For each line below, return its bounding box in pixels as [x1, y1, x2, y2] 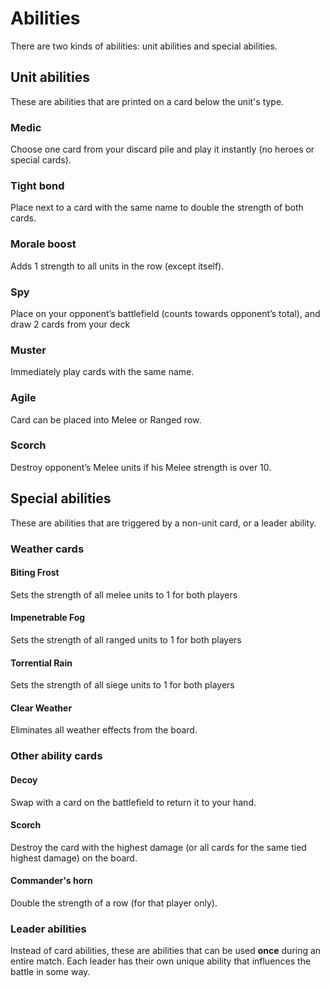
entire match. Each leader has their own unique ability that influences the [10, 955, 312, 967]
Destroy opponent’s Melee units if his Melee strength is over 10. [10, 461, 272, 473]
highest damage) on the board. [10, 852, 138, 864]
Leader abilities [10, 922, 87, 936]
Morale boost [10, 237, 77, 251]
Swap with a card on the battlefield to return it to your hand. [10, 796, 257, 808]
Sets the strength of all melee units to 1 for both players [10, 588, 238, 601]
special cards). [10, 154, 72, 166]
